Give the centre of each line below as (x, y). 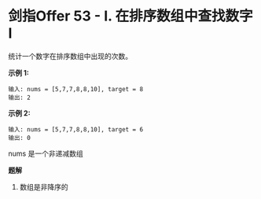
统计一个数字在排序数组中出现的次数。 (70, 56)
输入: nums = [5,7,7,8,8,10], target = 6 (76, 129)
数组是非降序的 (44, 186)
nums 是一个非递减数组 (46, 153)
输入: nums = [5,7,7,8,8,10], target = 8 (76, 89)
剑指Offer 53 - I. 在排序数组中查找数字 (130, 16)
